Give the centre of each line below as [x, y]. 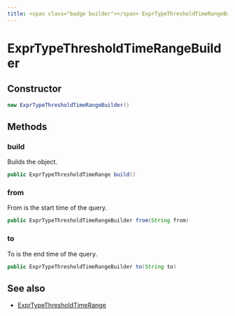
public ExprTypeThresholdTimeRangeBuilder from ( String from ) [98, 221]
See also [26, 288]
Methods [27, 127]
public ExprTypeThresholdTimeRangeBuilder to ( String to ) [92, 266]
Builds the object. [33, 162]
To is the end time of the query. [52, 254]
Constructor [34, 89]
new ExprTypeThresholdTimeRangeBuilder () [69, 105]
